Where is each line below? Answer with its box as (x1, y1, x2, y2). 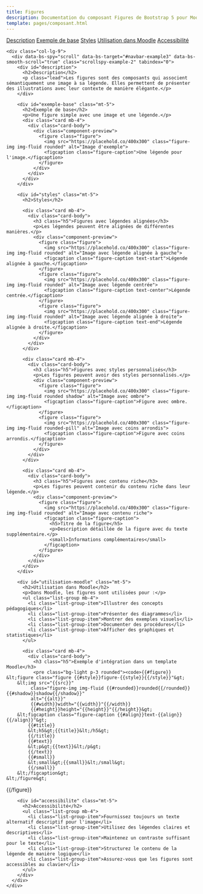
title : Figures (6, 8, 45, 15)
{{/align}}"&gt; (6, 717, 47, 724)
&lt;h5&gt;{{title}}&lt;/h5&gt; (28, 728, 110, 734)
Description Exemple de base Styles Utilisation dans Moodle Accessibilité (6, 37, 189, 44)
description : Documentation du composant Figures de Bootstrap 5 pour (6, 15, 188, 21)
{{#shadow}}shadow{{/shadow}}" (6, 691, 85, 697)
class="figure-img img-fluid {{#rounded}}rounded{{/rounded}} (30, 685, 190, 691)
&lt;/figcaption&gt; (17, 770, 69, 776)
